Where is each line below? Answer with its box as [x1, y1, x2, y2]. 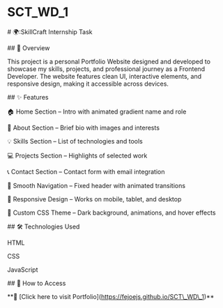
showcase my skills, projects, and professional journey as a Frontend [7, 64, 206, 73]
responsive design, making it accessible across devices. [7, 79, 169, 88]
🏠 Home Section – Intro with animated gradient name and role [7, 107, 187, 116]
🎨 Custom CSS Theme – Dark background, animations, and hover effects [7, 208, 216, 217]
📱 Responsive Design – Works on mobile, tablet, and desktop [7, 194, 182, 203]
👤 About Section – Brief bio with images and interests [7, 123, 160, 132]
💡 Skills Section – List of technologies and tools [7, 137, 143, 145]
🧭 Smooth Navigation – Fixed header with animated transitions [7, 181, 186, 190]
